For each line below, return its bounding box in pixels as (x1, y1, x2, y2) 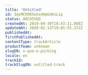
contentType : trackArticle (5, 39, 61, 44)
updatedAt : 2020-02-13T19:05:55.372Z (5, 26, 83, 31)
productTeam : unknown (5, 44, 50, 49)
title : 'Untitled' (5, 7, 43, 12)
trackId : (5, 58, 23, 63)
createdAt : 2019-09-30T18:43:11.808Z (5, 21, 83, 26)
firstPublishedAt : (5, 35, 43, 40)
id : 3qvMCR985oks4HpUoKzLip (5, 12, 63, 17)
